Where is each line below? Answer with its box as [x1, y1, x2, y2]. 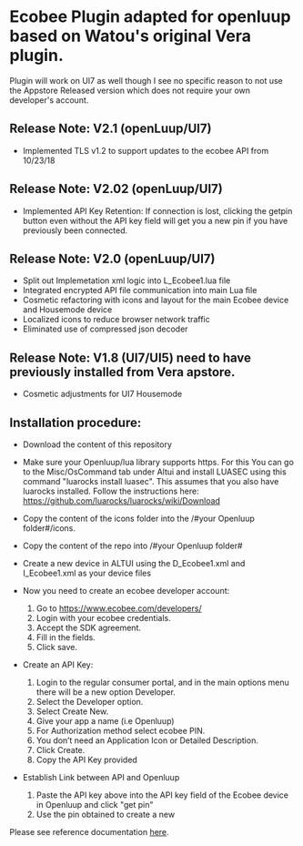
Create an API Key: [22, 659, 94, 670]
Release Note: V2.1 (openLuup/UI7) [9, 121, 212, 137]
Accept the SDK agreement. [35, 622, 142, 633]
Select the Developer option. [35, 697, 144, 707]
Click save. [35, 642, 78, 652]
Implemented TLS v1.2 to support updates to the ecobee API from [22, 145, 269, 156]
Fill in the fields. [35, 632, 96, 643]
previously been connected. [22, 225, 128, 236]
